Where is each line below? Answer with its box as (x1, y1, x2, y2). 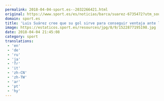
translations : (5, 39, 34, 44)
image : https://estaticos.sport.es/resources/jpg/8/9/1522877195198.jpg (5, 25, 156, 30)
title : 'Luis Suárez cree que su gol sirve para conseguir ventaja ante (5, 20, 156, 26)
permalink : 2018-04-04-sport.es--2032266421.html (5, 7, 108, 12)
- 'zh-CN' (7, 70, 27, 75)
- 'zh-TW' (7, 75, 27, 80)
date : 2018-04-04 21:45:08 (5, 30, 60, 34)
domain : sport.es (5, 16, 41, 21)
